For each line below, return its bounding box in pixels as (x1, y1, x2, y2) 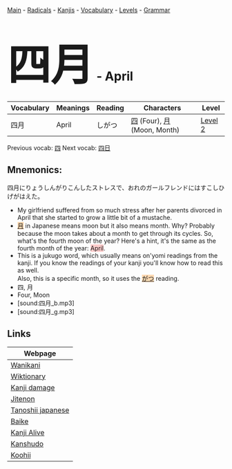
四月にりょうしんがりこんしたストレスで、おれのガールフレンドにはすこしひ (7, 183, 225, 192)
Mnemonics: (7, 164, 63, 176)
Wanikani (10, 360, 41, 369)
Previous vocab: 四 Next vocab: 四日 (7, 143, 110, 151)
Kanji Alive (10, 427, 45, 437)
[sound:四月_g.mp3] (17, 307, 75, 315)
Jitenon (10, 394, 35, 403)
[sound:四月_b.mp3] (17, 299, 75, 307)
